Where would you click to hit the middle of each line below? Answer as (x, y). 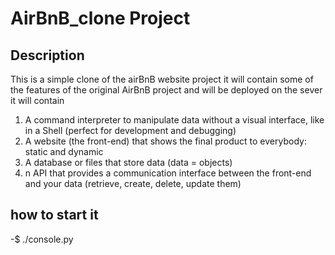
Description (47, 55)
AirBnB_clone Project (100, 18)
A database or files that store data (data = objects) (128, 162)
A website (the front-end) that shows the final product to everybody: (165, 141)
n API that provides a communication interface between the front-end (168, 173)
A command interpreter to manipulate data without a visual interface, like (174, 120)
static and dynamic (64, 151)
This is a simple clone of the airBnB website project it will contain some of (162, 79)
